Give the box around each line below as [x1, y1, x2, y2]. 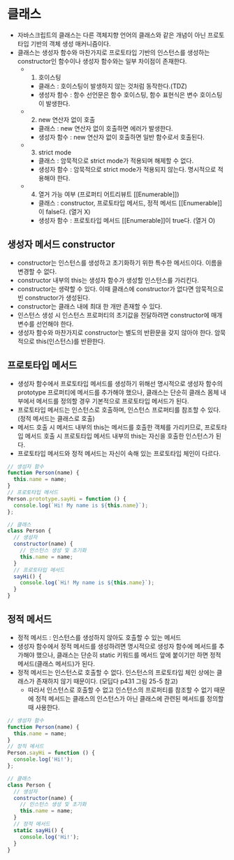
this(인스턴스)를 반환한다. [36, 336, 106, 346]
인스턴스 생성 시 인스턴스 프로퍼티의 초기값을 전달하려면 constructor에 [17, 311, 210, 319]
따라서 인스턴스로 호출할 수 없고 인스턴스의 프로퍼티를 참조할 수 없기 [27, 685, 213, 694]
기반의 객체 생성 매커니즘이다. [30, 39, 111, 47]
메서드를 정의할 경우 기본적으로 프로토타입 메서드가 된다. [36, 396, 190, 405]
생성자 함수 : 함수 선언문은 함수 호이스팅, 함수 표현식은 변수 [38, 90, 198, 98]
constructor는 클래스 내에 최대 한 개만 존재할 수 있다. [17, 302, 163, 311]
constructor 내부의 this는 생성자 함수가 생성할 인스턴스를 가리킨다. [17, 276, 199, 284]
